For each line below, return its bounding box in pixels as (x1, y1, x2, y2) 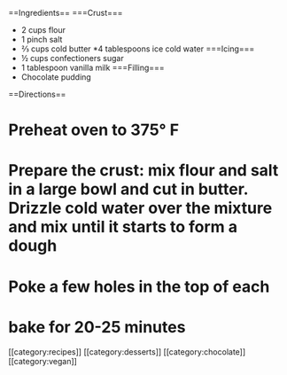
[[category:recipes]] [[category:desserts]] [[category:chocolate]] (8, 346, 246, 357)
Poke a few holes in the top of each (8, 277, 270, 296)
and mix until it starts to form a (8, 217, 238, 238)
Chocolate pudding (20, 72, 92, 82)
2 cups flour (20, 25, 66, 35)
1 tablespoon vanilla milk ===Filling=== (20, 62, 165, 73)
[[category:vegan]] (8, 355, 77, 366)
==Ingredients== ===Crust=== (8, 8, 123, 18)
